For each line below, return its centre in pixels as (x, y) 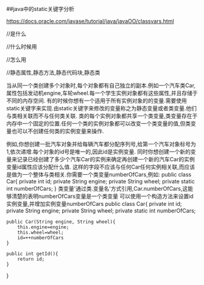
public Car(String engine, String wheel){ (61, 222)
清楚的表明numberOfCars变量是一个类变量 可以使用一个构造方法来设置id (102, 196)
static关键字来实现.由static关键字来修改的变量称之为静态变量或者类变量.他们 (101, 108)
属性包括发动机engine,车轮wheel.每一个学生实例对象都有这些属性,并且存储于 (102, 93)
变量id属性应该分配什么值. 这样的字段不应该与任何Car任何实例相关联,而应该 (101, 167)
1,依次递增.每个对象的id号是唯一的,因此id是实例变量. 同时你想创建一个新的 (98, 152)
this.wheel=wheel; (40, 233)
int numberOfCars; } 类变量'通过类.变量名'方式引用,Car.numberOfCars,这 (97, 188)
